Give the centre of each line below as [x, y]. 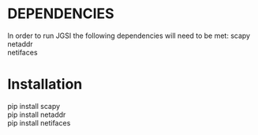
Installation [45, 84]
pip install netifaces [39, 122]
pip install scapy [34, 106]
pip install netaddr [37, 114]
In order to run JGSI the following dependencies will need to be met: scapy [129, 36]
